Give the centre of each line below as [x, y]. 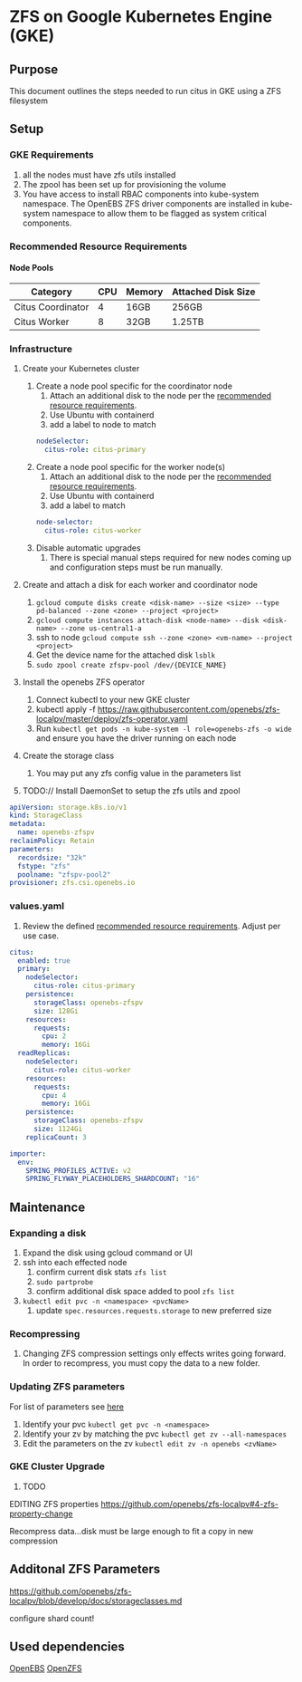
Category [51, 292]
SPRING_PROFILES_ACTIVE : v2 [78, 1170]
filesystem [28, 101]
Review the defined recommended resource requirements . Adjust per [151, 926]
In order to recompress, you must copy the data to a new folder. [141, 1363]
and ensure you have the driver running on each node [136, 738]
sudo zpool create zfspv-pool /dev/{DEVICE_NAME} [132, 665]
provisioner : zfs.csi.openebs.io [72, 883]
